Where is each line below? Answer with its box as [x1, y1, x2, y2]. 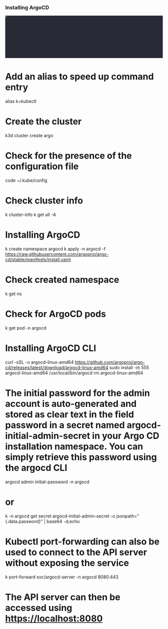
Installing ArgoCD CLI [5, 343, 96, 354]
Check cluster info [5, 195, 83, 206]
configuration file [5, 161, 79, 172]
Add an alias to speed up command [5, 71, 154, 82]
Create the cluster [5, 116, 82, 127]
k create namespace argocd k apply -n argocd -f [5, 246, 106, 252]
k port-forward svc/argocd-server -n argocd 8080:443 [5, 574, 118, 580]
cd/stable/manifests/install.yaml [5, 256, 71, 262]
